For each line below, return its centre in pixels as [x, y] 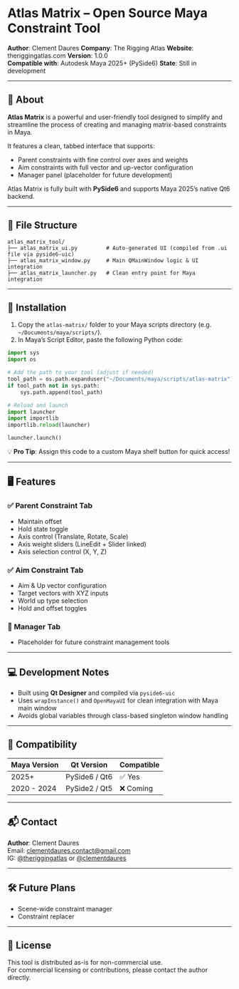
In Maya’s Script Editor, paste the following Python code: [100, 340]
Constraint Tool [54, 28]
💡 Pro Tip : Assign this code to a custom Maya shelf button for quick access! [119, 451]
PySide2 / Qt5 [89, 788]
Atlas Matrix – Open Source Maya [107, 13]
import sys [23, 353]
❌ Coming [137, 788]
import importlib [33, 418]
